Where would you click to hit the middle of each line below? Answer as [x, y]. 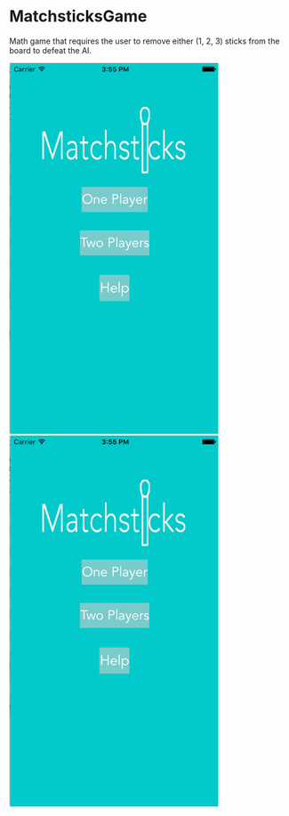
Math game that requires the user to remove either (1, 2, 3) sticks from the [144, 41]
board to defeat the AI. [50, 50]
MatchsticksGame [78, 16]
